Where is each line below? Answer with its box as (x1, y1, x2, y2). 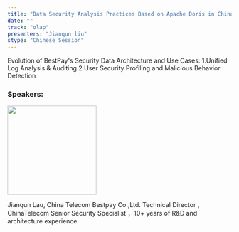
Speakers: (7, 90, 44, 100)
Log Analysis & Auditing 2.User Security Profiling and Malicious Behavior (7, 64, 221, 73)
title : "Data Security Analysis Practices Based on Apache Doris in (7, 10, 215, 18)
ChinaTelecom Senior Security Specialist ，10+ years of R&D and (7, 209, 198, 218)
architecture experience (7, 217, 78, 226)
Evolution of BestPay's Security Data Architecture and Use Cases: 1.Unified (7, 56, 228, 65)
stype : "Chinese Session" (7, 37, 84, 44)
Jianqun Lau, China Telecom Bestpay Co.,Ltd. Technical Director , (7, 201, 200, 209)
